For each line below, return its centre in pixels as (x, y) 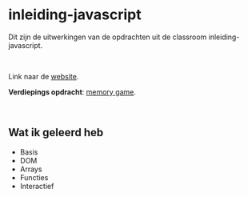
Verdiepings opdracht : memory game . (72, 92)
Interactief (37, 186)
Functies (34, 177)
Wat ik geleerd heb (56, 133)
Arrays (31, 169)
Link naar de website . (44, 76)
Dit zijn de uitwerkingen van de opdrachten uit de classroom (108, 37)
